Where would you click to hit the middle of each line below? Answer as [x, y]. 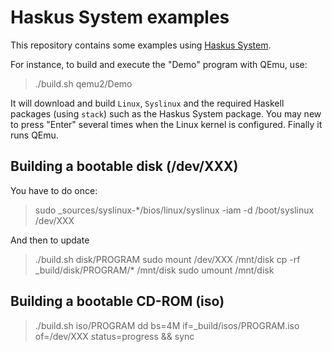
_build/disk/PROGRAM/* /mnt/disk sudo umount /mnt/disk [154, 270]
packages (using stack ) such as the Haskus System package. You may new [166, 113]
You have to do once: [54, 190]
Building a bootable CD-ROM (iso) [117, 301]
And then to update [50, 240]
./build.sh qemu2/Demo [83, 83]
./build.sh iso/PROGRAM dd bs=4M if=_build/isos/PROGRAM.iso [167, 325]
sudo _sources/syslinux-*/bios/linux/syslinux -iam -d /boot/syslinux [174, 210]
